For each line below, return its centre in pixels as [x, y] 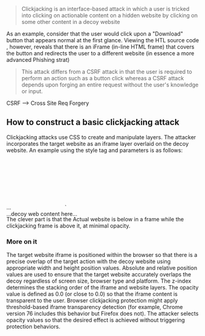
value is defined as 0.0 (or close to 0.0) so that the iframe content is [92, 294]
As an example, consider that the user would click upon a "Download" [95, 34]
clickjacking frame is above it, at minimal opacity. [68, 226]
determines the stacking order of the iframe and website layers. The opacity [102, 288]
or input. [32, 91]
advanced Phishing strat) [38, 60]
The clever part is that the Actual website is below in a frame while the [95, 219]
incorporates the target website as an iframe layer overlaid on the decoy [98, 143]
